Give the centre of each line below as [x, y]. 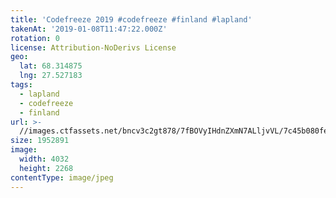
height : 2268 [46, 168]
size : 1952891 [40, 141]
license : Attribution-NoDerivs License [93, 47]
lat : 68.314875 [51, 66]
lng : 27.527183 [51, 76]
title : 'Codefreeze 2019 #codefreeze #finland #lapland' [131, 19]
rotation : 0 [35, 38]
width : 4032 [44, 159]
